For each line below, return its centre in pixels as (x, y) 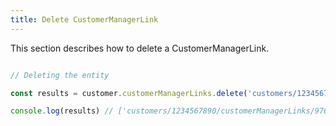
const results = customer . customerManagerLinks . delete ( (129, 93)
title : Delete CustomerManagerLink (84, 19)
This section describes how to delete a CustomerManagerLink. (140, 48)
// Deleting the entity (60, 75)
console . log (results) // (62, 111)
